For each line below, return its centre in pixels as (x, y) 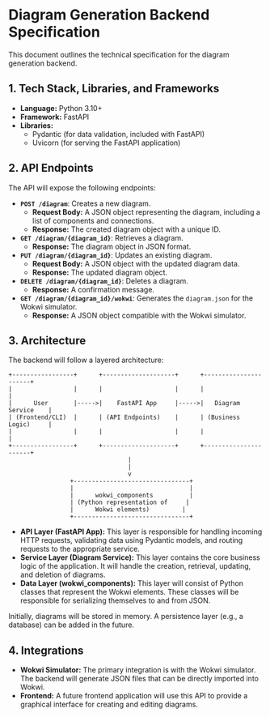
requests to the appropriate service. (80, 549)
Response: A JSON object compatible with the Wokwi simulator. (139, 315)
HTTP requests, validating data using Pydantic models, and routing (131, 540)
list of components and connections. (93, 220)
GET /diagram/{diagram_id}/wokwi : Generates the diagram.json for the (137, 298)
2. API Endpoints (51, 168)
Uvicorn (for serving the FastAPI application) (106, 143)
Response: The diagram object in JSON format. (112, 246)
